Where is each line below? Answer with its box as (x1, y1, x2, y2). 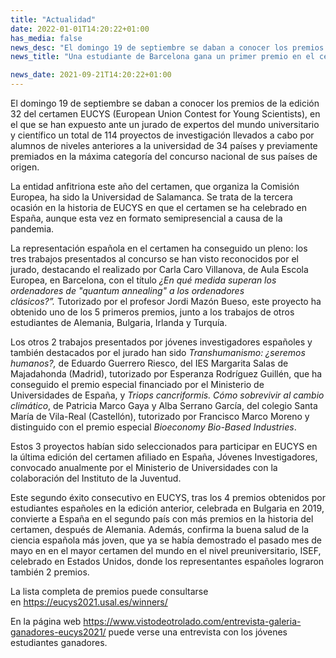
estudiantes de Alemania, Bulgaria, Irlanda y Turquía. (10, 317, 228, 328)
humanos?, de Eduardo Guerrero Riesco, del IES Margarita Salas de (10, 357, 289, 369)
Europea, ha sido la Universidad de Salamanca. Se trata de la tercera (10, 191, 293, 203)
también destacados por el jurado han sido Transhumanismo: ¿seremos (10, 347, 306, 358)
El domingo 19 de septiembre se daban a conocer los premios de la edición (10, 97, 320, 109)
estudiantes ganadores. (10, 637, 108, 648)
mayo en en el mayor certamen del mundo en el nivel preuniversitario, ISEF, (10, 545, 322, 556)
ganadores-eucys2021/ (10, 626, 107, 638)
